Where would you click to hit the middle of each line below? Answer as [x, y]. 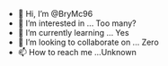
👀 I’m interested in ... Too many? [77, 23]
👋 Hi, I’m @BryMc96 [55, 14]
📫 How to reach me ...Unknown [77, 52]
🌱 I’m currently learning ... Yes [73, 33]
